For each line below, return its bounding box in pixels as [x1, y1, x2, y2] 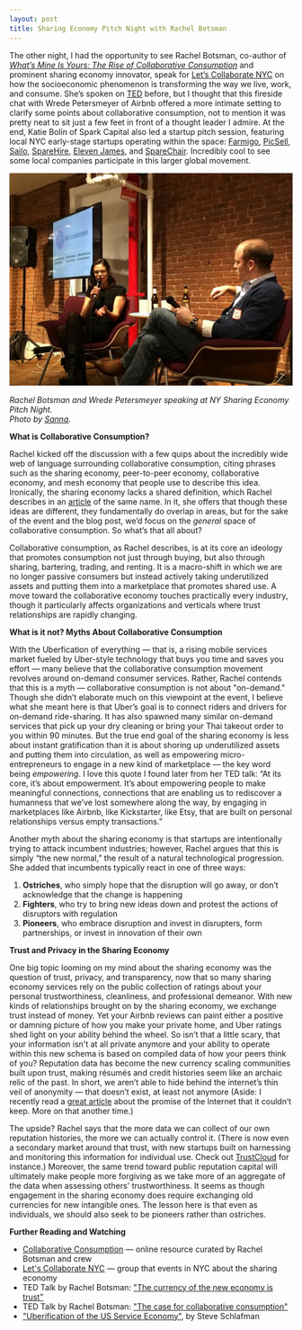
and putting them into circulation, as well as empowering [9, 749, 218, 760]
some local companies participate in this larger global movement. [9, 155, 252, 165]
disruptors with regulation [22, 908, 119, 919]
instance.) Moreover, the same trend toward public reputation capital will [9, 1161, 278, 1172]
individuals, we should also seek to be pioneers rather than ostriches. [9, 1209, 267, 1219]
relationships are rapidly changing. [9, 609, 138, 620]
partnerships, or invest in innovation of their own [22, 927, 202, 938]
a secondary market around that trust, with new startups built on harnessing [9, 1142, 291, 1153]
